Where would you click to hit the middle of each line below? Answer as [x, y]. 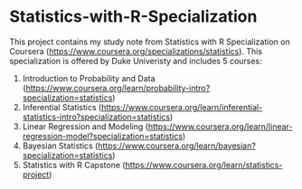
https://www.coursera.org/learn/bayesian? [177, 146]
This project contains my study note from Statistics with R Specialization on [150, 42]
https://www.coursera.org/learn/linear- [220, 126]
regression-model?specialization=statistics [103, 136]
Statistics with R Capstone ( [74, 165]
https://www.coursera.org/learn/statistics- [204, 165]
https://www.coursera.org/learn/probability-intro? [118, 88]
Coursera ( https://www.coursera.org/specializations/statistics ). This [136, 51]
